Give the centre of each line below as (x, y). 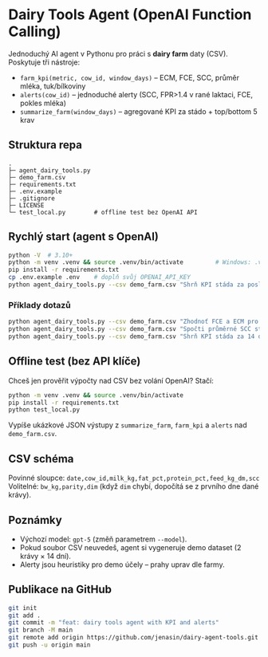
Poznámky (35, 520)
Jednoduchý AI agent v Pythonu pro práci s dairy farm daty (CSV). (118, 53)
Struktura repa (45, 145)
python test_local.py (44, 410)
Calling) (35, 31)
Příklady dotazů (39, 305)
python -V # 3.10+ (41, 255)
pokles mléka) (43, 103)
